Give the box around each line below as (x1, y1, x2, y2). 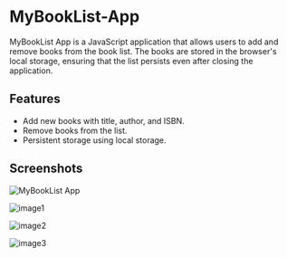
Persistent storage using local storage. (22, 134, 167, 146)
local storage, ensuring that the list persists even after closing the (9, 55, 254, 66)
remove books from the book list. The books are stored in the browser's (9, 45, 278, 56)
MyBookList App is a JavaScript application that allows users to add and (9, 36, 279, 47)
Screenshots (9, 161, 83, 176)
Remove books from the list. (22, 125, 128, 136)
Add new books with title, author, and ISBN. (22, 115, 186, 126)
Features (9, 91, 61, 107)
